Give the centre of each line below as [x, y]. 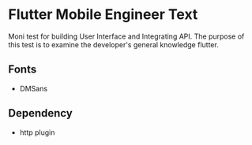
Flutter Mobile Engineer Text [103, 15]
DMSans [34, 88]
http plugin [37, 132]
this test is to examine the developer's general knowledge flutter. [113, 44]
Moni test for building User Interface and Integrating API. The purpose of [126, 36]
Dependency [40, 113]
